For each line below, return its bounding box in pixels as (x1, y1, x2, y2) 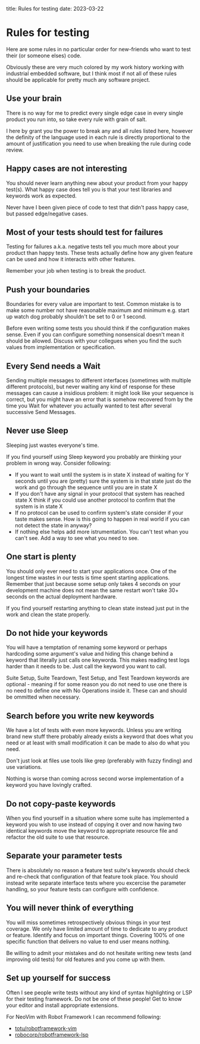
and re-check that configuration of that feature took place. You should (6, 873, 179, 880)
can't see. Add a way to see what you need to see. (14, 534, 139, 542)
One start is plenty (6, 552, 76, 562)
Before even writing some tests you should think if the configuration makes (6, 325, 190, 332)
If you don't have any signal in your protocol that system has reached (14, 490, 185, 497)
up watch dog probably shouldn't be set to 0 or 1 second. (6, 313, 147, 320)
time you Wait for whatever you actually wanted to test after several (6, 402, 172, 409)
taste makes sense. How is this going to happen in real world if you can (14, 515, 190, 523)
